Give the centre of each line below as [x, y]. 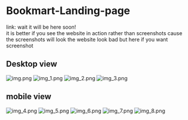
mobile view [29, 97]
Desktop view [32, 64]
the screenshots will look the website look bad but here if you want [87, 39]
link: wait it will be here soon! [41, 27]
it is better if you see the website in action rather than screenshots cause [94, 33]
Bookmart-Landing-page [68, 11]
